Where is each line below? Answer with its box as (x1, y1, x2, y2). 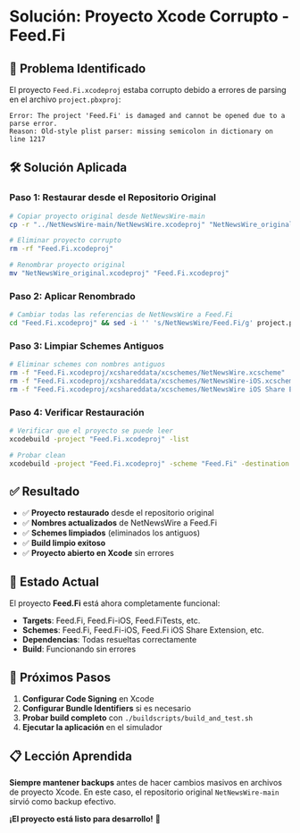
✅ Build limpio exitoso (21, 538, 106, 549)
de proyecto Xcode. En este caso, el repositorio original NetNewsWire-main (9, 787, 279, 797)
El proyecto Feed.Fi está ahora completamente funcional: (9, 598, 221, 609)
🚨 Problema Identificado (9, 61, 146, 76)
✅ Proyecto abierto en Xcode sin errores (21, 548, 174, 559)
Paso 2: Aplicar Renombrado (9, 290, 136, 302)
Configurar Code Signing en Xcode (21, 694, 154, 704)
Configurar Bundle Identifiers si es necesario (21, 703, 192, 714)
